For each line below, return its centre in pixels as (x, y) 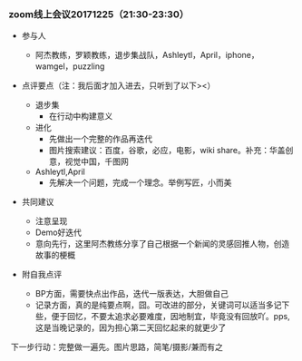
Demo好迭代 (58, 232)
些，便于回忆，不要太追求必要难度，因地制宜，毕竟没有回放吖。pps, (163, 317)
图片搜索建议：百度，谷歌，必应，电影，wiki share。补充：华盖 (167, 151)
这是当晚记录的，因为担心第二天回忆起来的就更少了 (131, 327)
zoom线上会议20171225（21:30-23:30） (99, 14)
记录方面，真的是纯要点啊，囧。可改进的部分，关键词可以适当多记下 (162, 305)
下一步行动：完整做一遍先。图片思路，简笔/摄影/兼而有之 (117, 347)
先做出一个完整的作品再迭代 (101, 139)
